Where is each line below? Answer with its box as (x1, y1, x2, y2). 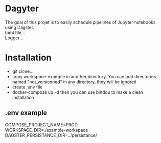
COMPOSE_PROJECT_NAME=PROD (5, 121, 78, 128)
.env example (5, 109, 47, 117)
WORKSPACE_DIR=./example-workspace (5, 127, 88, 133)
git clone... (12, 68, 34, 74)
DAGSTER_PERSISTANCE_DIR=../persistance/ (5, 132, 97, 138)
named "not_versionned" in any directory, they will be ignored (12, 79, 137, 85)
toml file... (5, 29, 25, 35)
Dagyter (5, 3, 39, 14)
